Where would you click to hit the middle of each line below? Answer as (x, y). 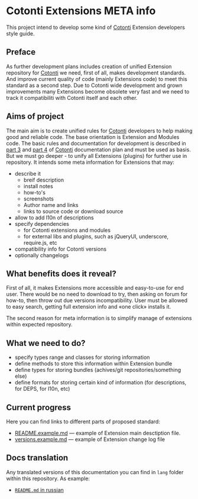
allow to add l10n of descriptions (54, 218)
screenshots (39, 199)
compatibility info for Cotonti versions (61, 249)
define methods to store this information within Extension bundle (93, 364)
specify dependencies (42, 223)
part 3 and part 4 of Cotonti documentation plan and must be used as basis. (98, 150)
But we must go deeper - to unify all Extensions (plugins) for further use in (97, 155)
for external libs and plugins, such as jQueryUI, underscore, (96, 236)
